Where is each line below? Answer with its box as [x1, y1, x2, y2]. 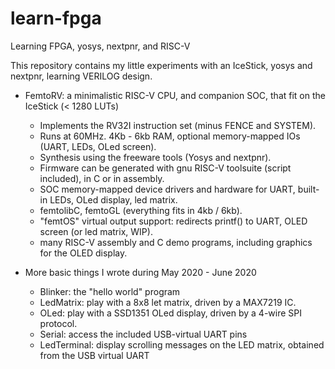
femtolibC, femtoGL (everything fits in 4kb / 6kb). [39, 204, 243, 216]
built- [297, 183, 320, 195]
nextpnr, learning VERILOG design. [10, 70, 153, 82]
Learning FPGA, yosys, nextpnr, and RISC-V [10, 40, 191, 52]
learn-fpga [10, 7, 102, 30]
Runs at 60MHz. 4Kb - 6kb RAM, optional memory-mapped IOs [39, 130, 301, 142]
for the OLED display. [39, 247, 128, 259]
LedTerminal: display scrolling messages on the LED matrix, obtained [39, 338, 325, 351]
